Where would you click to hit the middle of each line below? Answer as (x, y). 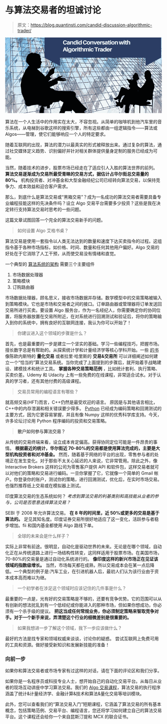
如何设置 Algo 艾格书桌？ (43, 231)
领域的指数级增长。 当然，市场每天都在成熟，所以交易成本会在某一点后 (78, 565)
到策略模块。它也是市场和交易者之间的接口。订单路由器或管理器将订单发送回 (83, 304)
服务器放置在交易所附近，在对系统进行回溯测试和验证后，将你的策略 (88, 316)
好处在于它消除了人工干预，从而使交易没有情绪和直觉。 (62, 254)
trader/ (24, 30)
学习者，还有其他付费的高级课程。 (48, 381)
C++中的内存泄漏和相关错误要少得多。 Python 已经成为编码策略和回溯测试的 (83, 409)
